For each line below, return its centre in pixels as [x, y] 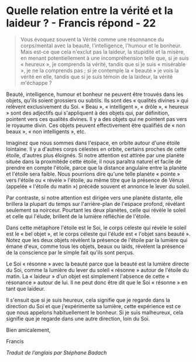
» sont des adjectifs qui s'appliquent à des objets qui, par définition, [88, 113]
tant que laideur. [26, 288]
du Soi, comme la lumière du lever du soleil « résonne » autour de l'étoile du [97, 270]
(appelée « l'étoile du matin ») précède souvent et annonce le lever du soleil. [98, 186]
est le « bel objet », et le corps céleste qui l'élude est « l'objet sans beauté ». [98, 234]
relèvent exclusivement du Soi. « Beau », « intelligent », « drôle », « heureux [97, 106]
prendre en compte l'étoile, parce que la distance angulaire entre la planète [97, 167]
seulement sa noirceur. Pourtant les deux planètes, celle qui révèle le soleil [96, 210]
